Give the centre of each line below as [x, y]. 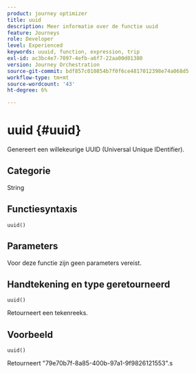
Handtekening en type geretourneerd [89, 284]
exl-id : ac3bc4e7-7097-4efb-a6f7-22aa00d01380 [75, 58]
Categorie [29, 171]
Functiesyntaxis [42, 210]
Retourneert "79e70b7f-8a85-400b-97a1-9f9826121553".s [90, 363]
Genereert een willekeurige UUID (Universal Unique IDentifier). [96, 149]
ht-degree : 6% [28, 90]
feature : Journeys [33, 33]
